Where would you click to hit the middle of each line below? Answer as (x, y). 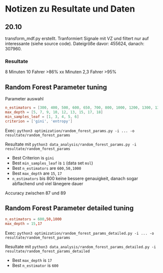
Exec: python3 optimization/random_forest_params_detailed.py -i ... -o (80, 233)
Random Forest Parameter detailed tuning (69, 208)
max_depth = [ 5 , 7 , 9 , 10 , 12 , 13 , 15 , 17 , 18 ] (54, 112)
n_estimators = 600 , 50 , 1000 (33, 219)
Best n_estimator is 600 (35, 266)
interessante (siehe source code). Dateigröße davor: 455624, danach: (75, 44)
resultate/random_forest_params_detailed (48, 251)
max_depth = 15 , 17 (24, 224)
